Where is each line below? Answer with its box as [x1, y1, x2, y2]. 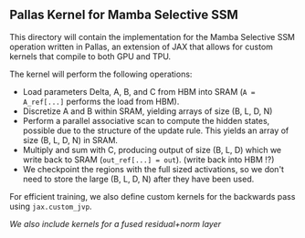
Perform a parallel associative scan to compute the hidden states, [22, 115, 270, 126]
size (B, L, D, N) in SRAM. [22, 134, 119, 145]
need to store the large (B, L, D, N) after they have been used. [22, 173, 255, 184]
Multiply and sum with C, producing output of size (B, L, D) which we [22, 144, 282, 155]
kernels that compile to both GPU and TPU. [9, 50, 172, 62]
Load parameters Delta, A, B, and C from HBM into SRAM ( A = [22, 86, 256, 97]
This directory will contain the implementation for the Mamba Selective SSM [9, 31, 295, 42]
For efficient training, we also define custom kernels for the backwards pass [9, 191, 296, 202]
